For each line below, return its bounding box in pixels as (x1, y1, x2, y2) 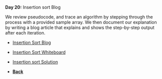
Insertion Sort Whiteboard (12, 49, 66, 55)
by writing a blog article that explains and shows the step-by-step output (5, 24, 155, 30)
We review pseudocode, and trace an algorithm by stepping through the (5, 14, 153, 19)
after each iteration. (5, 30, 46, 35)
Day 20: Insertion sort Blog (5, 4, 61, 10)
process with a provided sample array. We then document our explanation (5, 19, 157, 25)
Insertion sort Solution (12, 59, 58, 64)
